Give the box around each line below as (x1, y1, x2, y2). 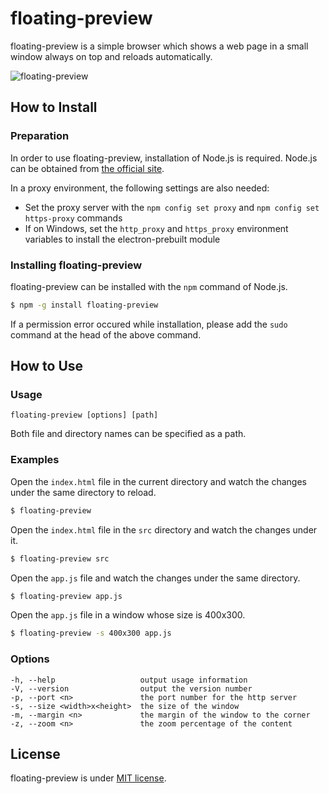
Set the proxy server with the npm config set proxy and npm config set (24, 201, 320, 213)
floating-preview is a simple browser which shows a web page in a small (10, 40, 309, 52)
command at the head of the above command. (10, 328, 202, 341)
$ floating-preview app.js (10, 591, 123, 601)
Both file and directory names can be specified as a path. (10, 428, 247, 440)
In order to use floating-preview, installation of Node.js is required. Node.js (10, 152, 318, 164)
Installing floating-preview (10, 258, 143, 272)
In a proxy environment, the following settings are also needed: (10, 182, 270, 194)
